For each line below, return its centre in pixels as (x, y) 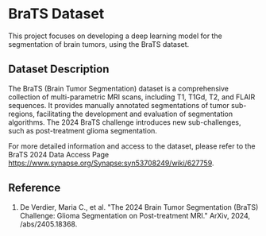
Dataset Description (59, 70)
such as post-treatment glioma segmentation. (83, 130)
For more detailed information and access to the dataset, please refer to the (132, 146)
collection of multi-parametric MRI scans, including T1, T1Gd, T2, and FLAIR (132, 97)
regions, (22, 114)
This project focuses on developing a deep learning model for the (115, 36)
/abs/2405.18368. (48, 224)
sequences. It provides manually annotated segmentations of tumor (119, 105)
